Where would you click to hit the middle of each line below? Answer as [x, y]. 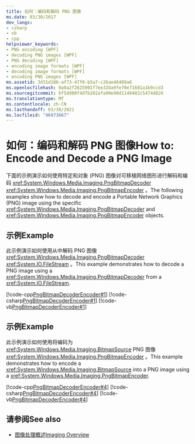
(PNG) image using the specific [44, 203]
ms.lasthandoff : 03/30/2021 [40, 110]
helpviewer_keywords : [32, 45]
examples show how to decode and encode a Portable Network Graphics [94, 197]
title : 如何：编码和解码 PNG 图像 [44, 11]
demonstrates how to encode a [44, 363]
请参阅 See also [34, 419]
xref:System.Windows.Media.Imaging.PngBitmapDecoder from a [84, 277]
